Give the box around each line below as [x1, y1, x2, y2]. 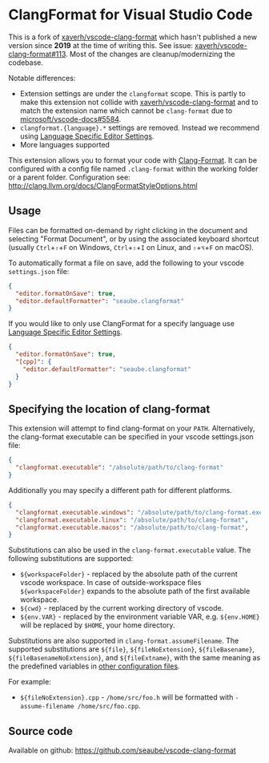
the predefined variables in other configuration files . [8, 661, 180, 671]
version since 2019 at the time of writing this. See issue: [8, 40, 194, 50]
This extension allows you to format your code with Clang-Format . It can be [8, 155, 258, 165]
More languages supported [19, 139, 110, 149]
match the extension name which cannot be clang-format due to [19, 106, 233, 115]
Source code [8, 724, 74, 738]
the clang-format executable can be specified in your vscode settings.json [8, 432, 254, 442]
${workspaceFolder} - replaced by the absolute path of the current [19, 569, 238, 579]
